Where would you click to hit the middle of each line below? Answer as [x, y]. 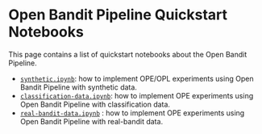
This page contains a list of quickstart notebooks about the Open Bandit [128, 54]
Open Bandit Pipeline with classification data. [95, 104]
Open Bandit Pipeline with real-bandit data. [91, 121]
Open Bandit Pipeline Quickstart [118, 15]
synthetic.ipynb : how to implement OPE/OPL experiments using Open [137, 78]
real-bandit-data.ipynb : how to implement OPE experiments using [132, 113]
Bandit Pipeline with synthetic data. [78, 87]
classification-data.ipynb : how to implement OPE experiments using [137, 95]
